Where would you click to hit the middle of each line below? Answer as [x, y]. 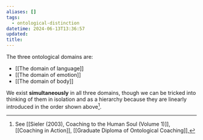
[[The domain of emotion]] [48, 75]
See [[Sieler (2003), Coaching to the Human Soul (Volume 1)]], [92, 124]
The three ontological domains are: [50, 57]
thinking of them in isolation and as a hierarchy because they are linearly [97, 99]
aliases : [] [21, 12]
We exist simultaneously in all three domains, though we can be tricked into [101, 93]
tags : [13, 17]
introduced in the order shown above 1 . [54, 106]
